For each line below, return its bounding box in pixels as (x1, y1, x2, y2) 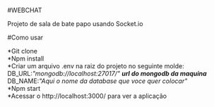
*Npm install (7, 54, 44, 63)
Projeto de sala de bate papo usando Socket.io (7, 20, 143, 27)
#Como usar (7, 33, 44, 42)
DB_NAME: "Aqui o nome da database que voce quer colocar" (7, 77, 188, 85)
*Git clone (7, 47, 37, 55)
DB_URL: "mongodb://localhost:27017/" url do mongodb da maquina (7, 70, 207, 77)
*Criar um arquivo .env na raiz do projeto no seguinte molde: (7, 62, 185, 70)
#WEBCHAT (7, 6, 42, 14)
